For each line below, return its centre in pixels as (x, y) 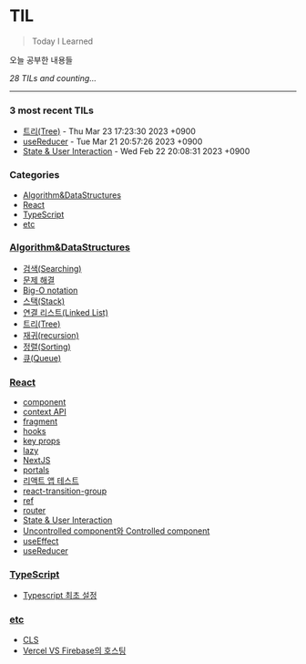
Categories (35, 175)
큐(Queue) (42, 358)
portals (36, 470)
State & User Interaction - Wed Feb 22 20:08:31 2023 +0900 (136, 151)
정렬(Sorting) (46, 347)
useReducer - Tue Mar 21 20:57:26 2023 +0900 (112, 141)
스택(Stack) (44, 301)
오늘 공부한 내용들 (41, 59)
